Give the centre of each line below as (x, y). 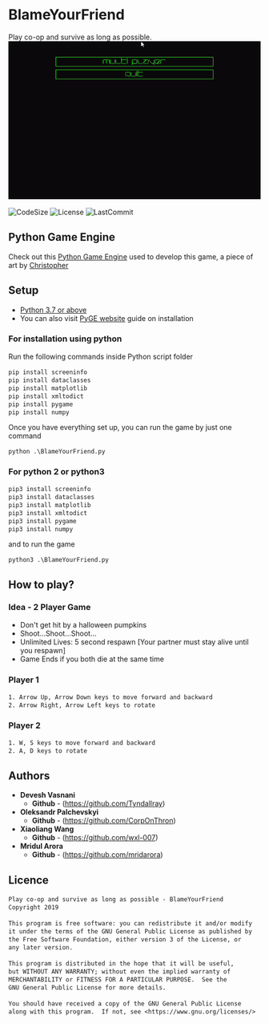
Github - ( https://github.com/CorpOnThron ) (104, 821)
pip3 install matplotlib (50, 506)
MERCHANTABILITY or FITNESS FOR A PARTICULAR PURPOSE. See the (118, 980)
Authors (29, 776)
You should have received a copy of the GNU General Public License (125, 1004)
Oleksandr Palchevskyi (59, 812)
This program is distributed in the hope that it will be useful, (121, 964)
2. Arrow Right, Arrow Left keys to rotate (82, 705)
